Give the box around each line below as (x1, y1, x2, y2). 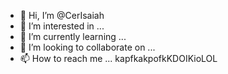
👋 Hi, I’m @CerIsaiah (19, 10, 105, 21)
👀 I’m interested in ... (19, 20, 105, 32)
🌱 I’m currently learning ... (19, 31, 127, 42)
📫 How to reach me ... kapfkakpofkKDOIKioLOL (19, 53, 218, 64)
